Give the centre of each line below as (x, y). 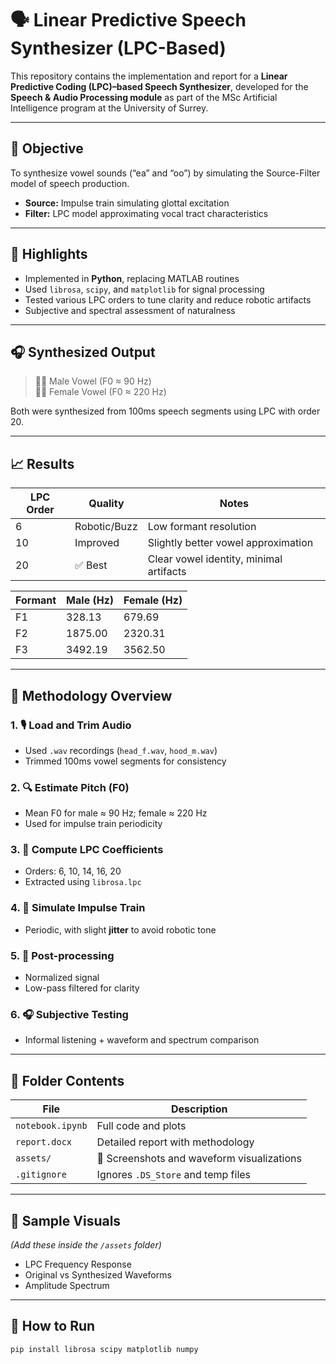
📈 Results (42, 463)
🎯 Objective (47, 148)
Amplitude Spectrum (67, 1285)
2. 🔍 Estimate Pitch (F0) (70, 787)
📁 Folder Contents (67, 1080)
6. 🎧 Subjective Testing (69, 1014)
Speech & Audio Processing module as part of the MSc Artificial (144, 97)
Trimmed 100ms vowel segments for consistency (125, 761)
